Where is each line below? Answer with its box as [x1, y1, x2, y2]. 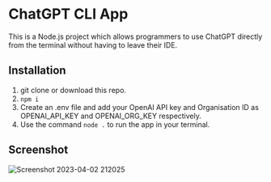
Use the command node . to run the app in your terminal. [19, 119, 210, 129]
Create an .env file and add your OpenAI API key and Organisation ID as [19, 102, 259, 112]
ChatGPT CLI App [8, 5, 129, 23]
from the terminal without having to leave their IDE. [8, 40, 178, 49]
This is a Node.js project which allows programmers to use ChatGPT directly [8, 32, 263, 41]
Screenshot [8, 143, 69, 157]
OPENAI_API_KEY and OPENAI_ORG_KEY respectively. [19, 111, 202, 121]
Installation [8, 64, 66, 78]
